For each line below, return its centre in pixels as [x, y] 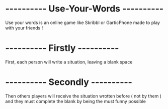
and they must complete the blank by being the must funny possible [75, 101]
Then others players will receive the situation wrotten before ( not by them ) [83, 96]
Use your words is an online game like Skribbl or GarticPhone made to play [82, 22]
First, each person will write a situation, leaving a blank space [69, 62]
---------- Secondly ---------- [69, 82]
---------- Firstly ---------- [62, 48]
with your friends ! [24, 27]
